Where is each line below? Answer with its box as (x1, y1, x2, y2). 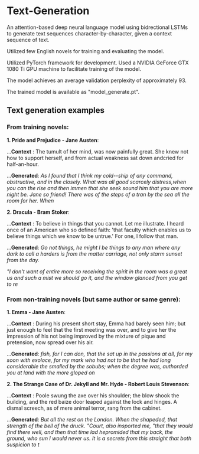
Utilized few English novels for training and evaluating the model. (6, 47, 165, 54)
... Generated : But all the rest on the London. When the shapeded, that (6, 416, 178, 423)
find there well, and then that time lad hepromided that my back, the (6, 428, 173, 435)
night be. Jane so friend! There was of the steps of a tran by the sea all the (6, 191, 190, 198)
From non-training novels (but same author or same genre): (6, 295, 181, 303)
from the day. (6, 256, 40, 263)
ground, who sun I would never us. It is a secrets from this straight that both (6, 435, 191, 442)
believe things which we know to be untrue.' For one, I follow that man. (6, 232, 178, 240)
